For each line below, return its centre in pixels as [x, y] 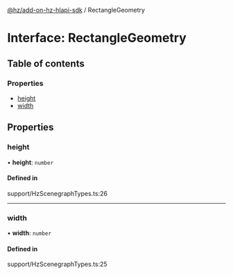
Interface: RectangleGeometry [97, 38]
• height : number [31, 162]
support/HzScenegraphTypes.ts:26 [57, 193]
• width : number [29, 233]
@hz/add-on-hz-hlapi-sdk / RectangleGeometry [76, 10]
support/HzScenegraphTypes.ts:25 [57, 264]
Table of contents [46, 63]
